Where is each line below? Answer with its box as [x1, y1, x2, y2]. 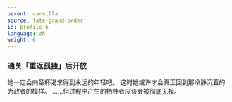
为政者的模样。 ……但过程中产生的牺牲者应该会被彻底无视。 [7, 87, 181, 96]
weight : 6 [7, 37, 37, 44]
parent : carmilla [7, 10, 59, 18]
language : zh [7, 30, 46, 37]
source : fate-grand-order [7, 17, 83, 24]
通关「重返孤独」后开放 [7, 61, 87, 71]
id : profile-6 [7, 23, 49, 30]
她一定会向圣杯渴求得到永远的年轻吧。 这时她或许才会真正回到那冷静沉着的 [7, 78, 226, 87]
